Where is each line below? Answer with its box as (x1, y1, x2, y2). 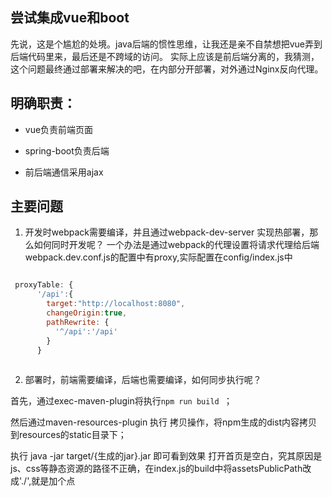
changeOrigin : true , (46, 308, 128, 318)
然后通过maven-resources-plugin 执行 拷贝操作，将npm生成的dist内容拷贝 (10, 416, 318, 428)
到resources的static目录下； (10, 429, 127, 441)
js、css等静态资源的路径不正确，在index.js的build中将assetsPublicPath (10, 463, 303, 475)
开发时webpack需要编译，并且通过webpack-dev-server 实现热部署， (24, 226, 310, 238)
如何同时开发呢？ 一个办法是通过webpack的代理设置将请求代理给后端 (33, 239, 320, 251)
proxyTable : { (14, 280, 74, 290)
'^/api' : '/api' (54, 326, 118, 337)
